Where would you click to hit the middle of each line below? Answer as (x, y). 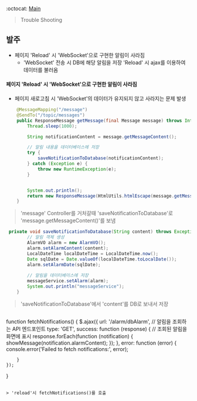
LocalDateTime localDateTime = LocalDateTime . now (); (93, 253)
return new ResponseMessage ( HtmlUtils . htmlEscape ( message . (101, 196)
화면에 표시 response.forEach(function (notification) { (70, 336)
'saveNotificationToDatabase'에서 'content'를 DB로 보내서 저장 (94, 304)
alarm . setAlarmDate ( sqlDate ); (64, 265)
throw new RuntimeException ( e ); (77, 169)
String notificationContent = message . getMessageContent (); (102, 137)
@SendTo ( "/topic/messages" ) (51, 115)
